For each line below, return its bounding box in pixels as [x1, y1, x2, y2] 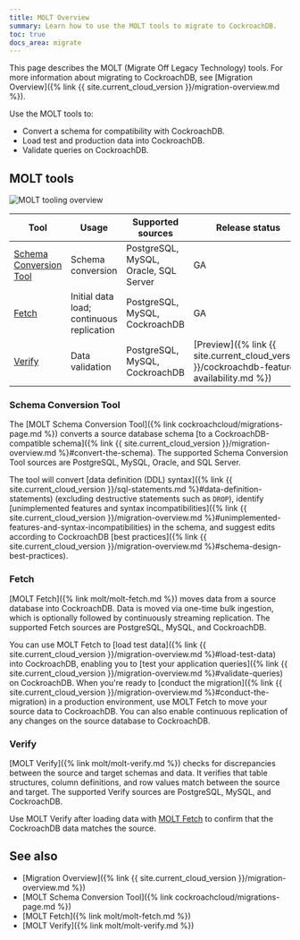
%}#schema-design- [204, 541, 281, 551]
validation [70, 361, 112, 373]
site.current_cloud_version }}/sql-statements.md [9, 484, 187, 495]
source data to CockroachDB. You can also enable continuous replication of [9, 705, 288, 716]
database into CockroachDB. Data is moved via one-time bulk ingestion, [9, 602, 274, 613]
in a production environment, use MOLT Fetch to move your [48, 696, 268, 707]
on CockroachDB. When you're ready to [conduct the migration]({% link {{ [9, 677, 283, 688]
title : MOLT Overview [9, 13, 90, 22]
